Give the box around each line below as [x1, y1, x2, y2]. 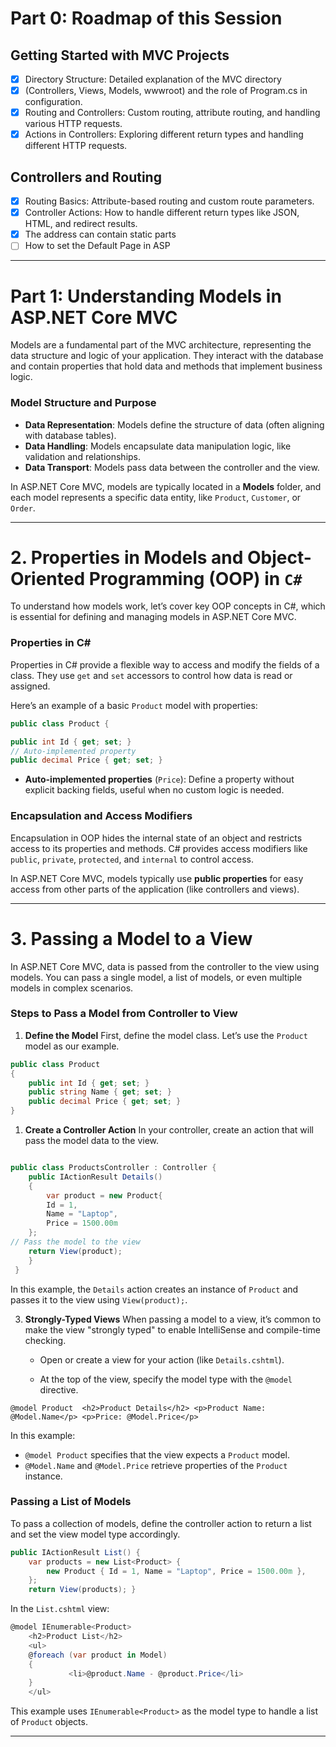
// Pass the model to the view [10, 1237, 141, 1247]
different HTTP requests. [24, 140, 128, 152]
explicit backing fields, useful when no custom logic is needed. [24, 784, 285, 796]
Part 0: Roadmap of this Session [10, 7, 283, 30]
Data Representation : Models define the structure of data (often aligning [24, 418, 325, 431]
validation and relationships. [24, 450, 142, 462]
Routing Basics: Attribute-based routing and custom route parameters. [24, 195, 315, 207]
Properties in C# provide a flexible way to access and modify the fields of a [10, 658, 320, 671]
